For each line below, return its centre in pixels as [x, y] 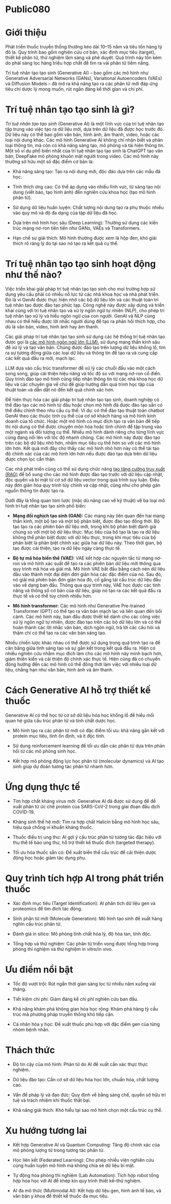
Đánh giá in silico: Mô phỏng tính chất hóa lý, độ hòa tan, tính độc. [82, 934]
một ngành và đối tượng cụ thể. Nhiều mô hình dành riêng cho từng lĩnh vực [85, 432]
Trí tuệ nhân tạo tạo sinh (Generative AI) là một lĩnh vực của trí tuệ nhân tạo [85, 124]
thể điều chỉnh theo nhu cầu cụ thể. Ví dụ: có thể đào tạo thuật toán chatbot [85, 410]
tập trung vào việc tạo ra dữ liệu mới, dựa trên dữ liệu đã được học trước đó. [85, 129]
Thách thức [30, 1050]
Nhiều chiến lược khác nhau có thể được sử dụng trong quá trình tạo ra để [83, 643]
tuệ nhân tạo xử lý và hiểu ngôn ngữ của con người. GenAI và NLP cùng [80, 316]
